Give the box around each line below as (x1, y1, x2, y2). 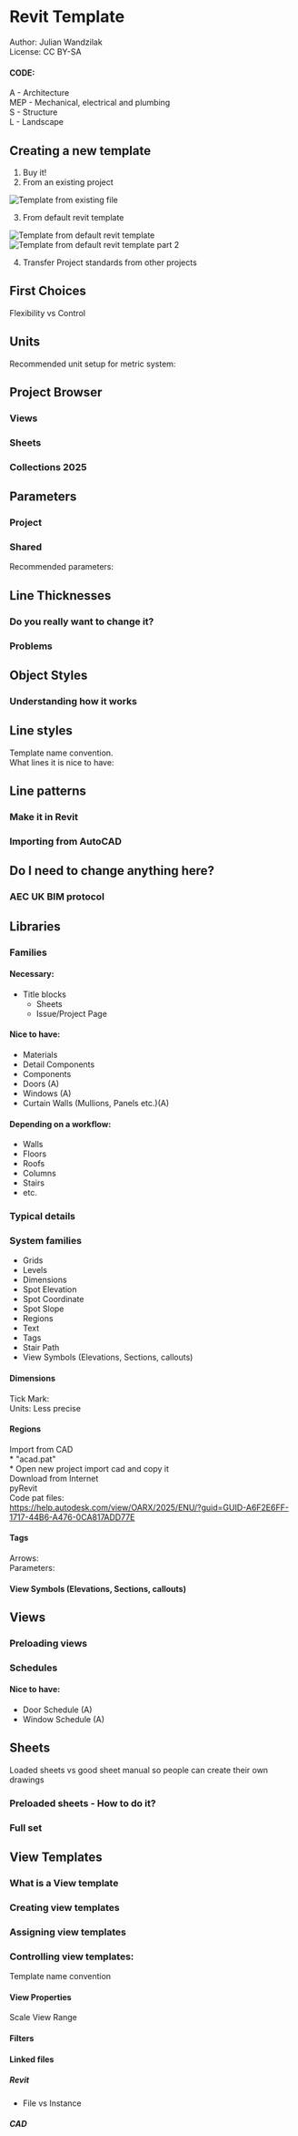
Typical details (9, 1210, 75, 1223)
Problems (9, 640, 53, 652)
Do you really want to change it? (9, 615, 154, 628)
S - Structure (9, 107, 58, 118)
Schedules (9, 1661, 58, 1674)
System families (9, 1235, 82, 1248)
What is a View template (9, 1877, 119, 1889)
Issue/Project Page (35, 1008, 107, 1019)
